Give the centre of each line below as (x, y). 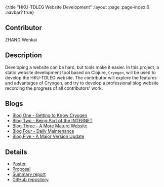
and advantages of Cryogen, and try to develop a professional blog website (82, 83)
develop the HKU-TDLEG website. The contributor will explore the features (81, 77)
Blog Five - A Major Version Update (48, 136)
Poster (19, 164)
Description (23, 56)
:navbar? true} (20, 12)
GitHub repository (30, 180)
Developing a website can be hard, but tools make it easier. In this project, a (82, 67)
